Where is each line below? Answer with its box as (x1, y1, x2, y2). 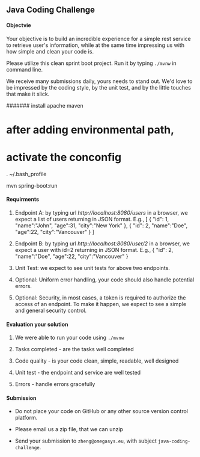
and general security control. (14, 307, 87, 314)
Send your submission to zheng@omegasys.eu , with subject (14, 437, 157, 444)
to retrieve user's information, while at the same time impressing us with (6, 41, 185, 49)
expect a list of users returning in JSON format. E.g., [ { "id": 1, (14, 215, 169, 222)
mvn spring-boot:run (6, 182, 58, 189)
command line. (6, 66, 43, 73)
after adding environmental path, (6, 123, 175, 136)
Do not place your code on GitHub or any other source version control (14, 408, 188, 415)
